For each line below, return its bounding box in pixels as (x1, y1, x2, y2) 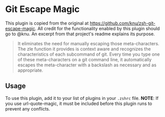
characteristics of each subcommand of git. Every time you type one (17, 51, 160, 57)
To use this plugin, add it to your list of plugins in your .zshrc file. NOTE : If (5, 95, 159, 101)
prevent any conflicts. (5, 105, 50, 111)
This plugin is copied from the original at (5, 20, 89, 26)
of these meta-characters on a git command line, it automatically (17, 56, 152, 62)
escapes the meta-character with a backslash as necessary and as (17, 62, 157, 68)
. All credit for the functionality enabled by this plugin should (35, 25, 160, 31)
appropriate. (17, 67, 44, 73)
